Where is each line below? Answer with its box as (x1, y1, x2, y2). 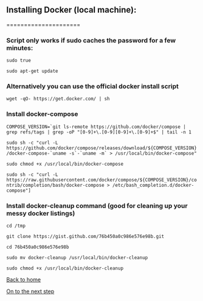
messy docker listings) (6, 209, 75, 217)
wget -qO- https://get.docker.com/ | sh (6, 96, 111, 102)
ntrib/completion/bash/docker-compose (6, 182, 105, 188)
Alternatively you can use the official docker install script (6, 82, 179, 90)
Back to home (6, 276, 41, 283)
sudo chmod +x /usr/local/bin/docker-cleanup (6, 265, 123, 271)
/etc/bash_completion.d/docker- (112, 182, 194, 188)
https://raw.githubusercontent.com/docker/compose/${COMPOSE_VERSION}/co (6, 177, 198, 183)
